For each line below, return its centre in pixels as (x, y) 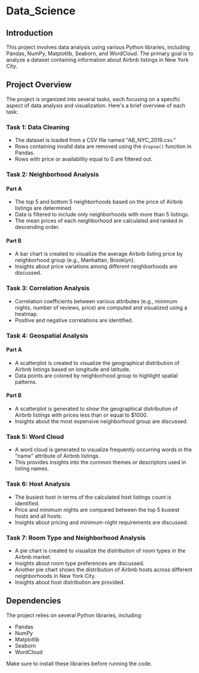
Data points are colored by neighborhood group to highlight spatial (96, 375)
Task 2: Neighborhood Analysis (53, 175)
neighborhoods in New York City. (55, 575)
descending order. (37, 227)
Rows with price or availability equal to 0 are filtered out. (84, 159)
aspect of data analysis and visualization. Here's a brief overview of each (96, 105)
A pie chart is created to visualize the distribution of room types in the (100, 551)
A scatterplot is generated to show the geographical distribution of (96, 409)
